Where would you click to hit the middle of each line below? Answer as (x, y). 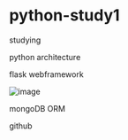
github (21, 126)
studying (25, 40)
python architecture (45, 57)
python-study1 (65, 16)
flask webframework (46, 74)
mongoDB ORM (38, 108)
